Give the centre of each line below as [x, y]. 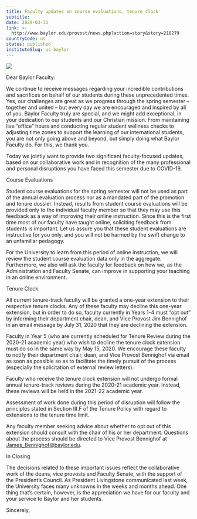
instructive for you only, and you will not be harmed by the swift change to [96, 234]
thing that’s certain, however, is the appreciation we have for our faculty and [98, 492]
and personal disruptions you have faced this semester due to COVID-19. [94, 168]
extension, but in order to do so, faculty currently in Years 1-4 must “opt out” [98, 312]
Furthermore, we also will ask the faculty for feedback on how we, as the [94, 265]
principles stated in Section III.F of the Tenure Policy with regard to [86, 408]
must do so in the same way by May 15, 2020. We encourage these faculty [96, 349]
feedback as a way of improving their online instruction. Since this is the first [98, 216]
